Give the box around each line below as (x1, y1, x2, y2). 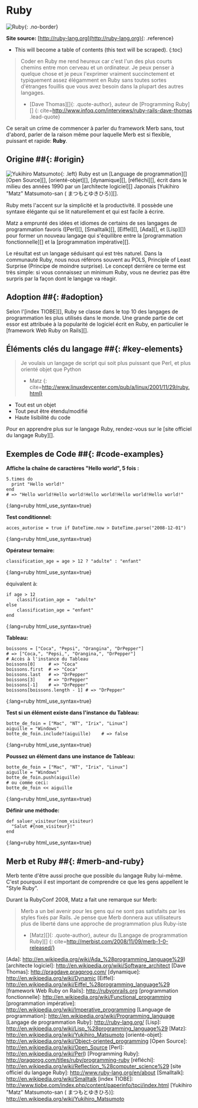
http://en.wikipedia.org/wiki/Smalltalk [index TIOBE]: (6, 1075, 134, 1082)
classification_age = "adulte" (17, 597, 96, 603)
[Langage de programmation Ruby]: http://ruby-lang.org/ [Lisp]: (6, 1019, 161, 1026)
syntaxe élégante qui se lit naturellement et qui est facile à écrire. (6, 208, 165, 215)
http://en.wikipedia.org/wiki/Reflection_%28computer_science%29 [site (6, 1063, 181, 1069)
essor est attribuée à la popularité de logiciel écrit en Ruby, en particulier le (6, 321, 189, 328)
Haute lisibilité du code (14, 414, 71, 421)
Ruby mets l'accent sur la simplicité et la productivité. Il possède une (6, 201, 173, 209)
